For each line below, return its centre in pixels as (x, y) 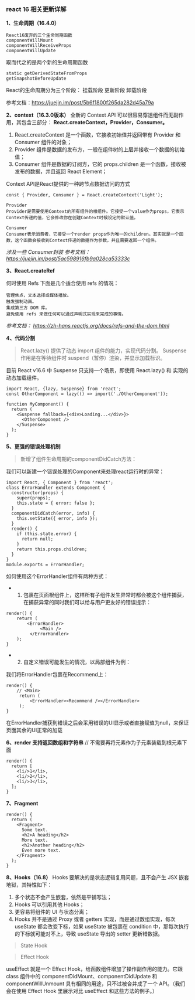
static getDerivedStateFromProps (47, 74)
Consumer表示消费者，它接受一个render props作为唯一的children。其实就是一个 (93, 234)
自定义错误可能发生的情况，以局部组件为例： (77, 662)
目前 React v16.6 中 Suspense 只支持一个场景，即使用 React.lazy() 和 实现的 (97, 370)
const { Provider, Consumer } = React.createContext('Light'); (85, 195)
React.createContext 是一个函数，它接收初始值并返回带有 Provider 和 (97, 135)
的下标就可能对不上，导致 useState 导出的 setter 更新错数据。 (89, 934)
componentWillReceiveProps (39, 46)
